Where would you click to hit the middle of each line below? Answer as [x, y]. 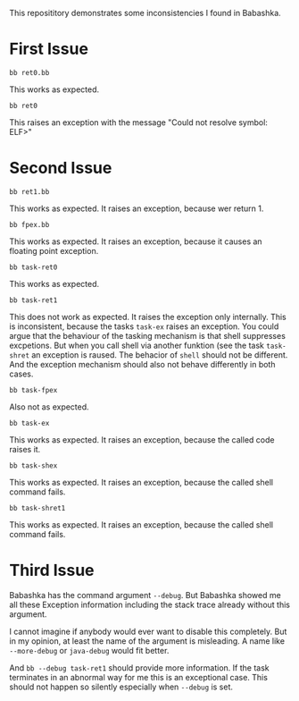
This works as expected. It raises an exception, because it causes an [136, 241]
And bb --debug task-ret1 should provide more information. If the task [139, 667]
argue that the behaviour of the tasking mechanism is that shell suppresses [147, 335]
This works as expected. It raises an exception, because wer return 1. [137, 208]
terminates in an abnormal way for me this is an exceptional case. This [138, 677]
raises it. [25, 449]
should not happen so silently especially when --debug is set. [121, 687]
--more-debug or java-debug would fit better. [89, 650]
